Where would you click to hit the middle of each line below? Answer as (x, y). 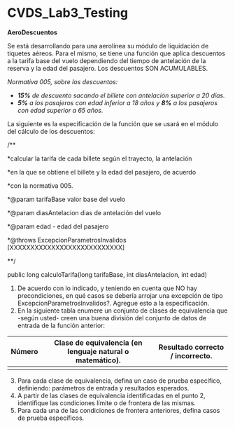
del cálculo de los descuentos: (51, 131)
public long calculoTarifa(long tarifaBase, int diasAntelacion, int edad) (107, 274)
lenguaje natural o (98, 351)
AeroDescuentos (33, 32)
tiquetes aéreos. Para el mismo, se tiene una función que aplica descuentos (116, 53)
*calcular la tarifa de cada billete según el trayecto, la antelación (100, 158)
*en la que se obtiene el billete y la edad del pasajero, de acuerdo (102, 172)
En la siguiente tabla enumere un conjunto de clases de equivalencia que (122, 311)
